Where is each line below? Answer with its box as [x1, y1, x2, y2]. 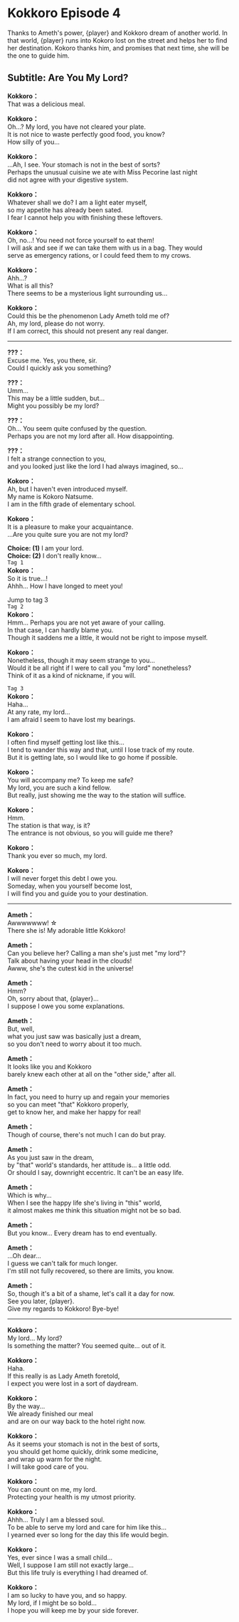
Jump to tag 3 [7, 595, 48, 604]
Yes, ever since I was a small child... [7, 1553, 113, 1561]
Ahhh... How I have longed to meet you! [7, 582, 123, 590]
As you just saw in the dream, [7, 1153, 95, 1161]
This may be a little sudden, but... [7, 394, 105, 402]
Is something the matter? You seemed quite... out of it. [7, 1341, 166, 1350]
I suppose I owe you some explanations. [7, 1002, 125, 1010]
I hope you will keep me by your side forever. [7, 1606, 139, 1614]
